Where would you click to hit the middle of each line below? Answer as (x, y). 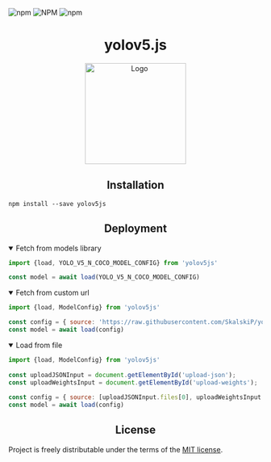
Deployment (135, 229)
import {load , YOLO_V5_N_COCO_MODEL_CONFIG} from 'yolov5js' (113, 262)
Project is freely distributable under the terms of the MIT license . (116, 449)
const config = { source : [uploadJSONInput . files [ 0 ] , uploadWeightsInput (135, 397)
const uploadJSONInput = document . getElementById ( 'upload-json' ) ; (122, 375)
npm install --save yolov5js (57, 204)
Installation (135, 185)
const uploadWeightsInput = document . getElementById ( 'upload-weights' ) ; (133, 382)
